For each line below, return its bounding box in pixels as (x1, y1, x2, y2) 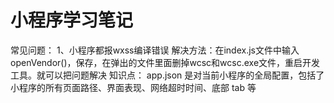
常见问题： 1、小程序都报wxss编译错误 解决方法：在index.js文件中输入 (10, 44, 300, 56)
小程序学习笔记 (10, 9, 134, 32)
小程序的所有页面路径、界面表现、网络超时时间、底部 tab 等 (10, 81, 257, 93)
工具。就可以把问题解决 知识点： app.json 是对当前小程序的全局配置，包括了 (10, 69, 325, 81)
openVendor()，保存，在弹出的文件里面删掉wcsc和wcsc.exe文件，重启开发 (10, 56, 321, 68)
